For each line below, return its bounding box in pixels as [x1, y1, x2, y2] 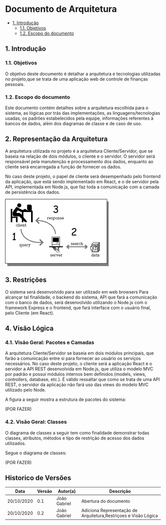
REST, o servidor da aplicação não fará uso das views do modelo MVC [5, 382, 149, 388]
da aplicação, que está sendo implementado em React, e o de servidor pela [5, 178, 159, 184]
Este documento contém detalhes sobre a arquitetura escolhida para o [5, 105, 149, 111]
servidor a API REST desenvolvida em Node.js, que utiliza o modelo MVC [5, 366, 154, 372]
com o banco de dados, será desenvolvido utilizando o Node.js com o [5, 299, 147, 305]
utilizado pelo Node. [5, 387, 46, 393]
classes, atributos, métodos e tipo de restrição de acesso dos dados [5, 435, 145, 441]
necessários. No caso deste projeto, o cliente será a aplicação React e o [5, 361, 152, 367]
